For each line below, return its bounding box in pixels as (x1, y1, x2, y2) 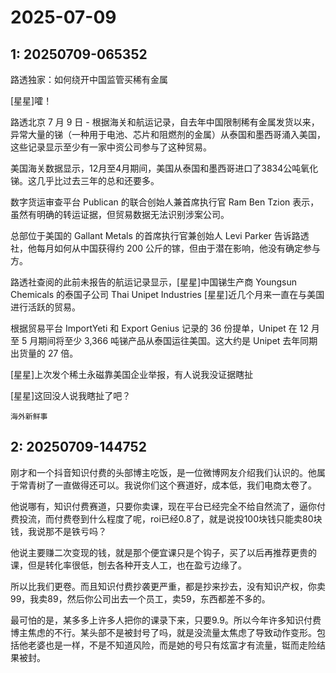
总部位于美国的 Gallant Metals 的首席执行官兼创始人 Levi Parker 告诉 (10, 230, 292, 241)
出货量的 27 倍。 (10, 347, 79, 359)
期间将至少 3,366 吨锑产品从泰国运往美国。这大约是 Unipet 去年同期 (38, 335, 318, 346)
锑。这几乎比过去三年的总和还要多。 (10, 175, 160, 186)
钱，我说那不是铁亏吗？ (10, 525, 107, 537)
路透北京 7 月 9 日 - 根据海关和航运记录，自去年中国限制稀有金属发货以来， (10, 116, 320, 128)
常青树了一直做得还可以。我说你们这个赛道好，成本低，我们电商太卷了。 (18, 479, 317, 491)
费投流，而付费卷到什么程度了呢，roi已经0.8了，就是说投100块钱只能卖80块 (10, 512, 323, 525)
